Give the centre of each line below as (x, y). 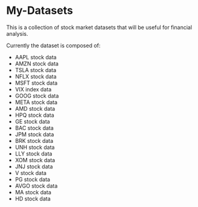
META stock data (36, 102)
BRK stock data (34, 140)
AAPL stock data (36, 57)
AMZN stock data (37, 64)
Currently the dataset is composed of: (53, 45)
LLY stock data (34, 153)
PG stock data (32, 179)
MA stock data (33, 192)
